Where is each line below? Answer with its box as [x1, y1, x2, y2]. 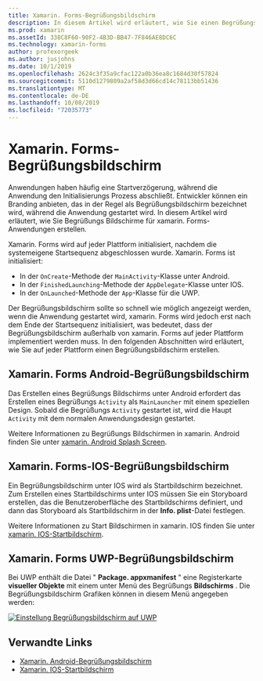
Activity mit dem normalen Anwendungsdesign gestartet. [8, 413, 196, 423]
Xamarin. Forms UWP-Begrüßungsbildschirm [8, 552, 234, 565]
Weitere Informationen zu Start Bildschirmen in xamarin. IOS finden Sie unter [8, 521, 255, 530]
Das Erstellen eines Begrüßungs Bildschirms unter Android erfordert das [8, 388, 241, 398]
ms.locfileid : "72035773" [8, 107, 92, 115]
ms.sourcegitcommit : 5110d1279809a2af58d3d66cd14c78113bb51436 [8, 77, 219, 85]
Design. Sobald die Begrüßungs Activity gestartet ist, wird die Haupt [8, 405, 232, 414]
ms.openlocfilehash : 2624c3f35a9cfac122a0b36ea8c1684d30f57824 [8, 70, 219, 78]
